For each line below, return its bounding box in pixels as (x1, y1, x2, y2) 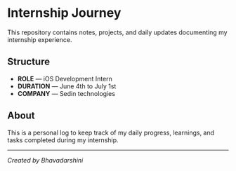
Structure (7, 56, 51, 68)
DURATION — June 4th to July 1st (17, 82, 117, 90)
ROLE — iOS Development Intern (17, 74, 112, 83)
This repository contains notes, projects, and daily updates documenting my (7, 28, 228, 36)
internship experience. (7, 35, 72, 43)
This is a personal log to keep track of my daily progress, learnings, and (7, 128, 215, 137)
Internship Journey (7, 5, 122, 21)
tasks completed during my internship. (7, 135, 119, 144)
